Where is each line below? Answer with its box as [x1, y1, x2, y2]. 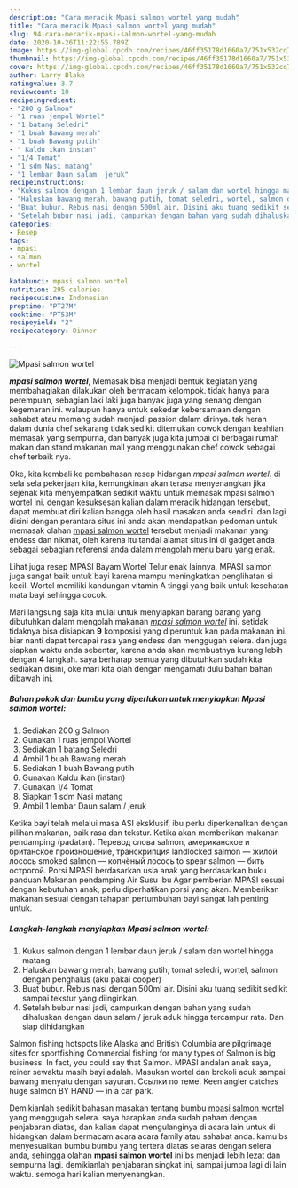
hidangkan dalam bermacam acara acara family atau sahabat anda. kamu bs [9, 1130, 288, 1142]
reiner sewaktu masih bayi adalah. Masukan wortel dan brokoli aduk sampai [9, 1066, 286, 1077]
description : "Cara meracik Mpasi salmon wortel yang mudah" [9, 12, 240, 22]
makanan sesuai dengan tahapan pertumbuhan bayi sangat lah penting [9, 893, 269, 904]
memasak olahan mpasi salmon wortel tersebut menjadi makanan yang [9, 525, 269, 536]
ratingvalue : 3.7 [9, 79, 74, 88]
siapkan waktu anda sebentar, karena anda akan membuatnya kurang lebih [9, 645, 283, 655]
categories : [9, 219, 53, 228]
